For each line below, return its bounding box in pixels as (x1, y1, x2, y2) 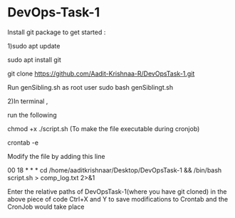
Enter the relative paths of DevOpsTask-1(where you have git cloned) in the (7, 187, 227, 196)
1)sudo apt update (7, 41, 61, 50)
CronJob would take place (7, 202, 85, 211)
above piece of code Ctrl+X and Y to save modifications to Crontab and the (7, 194, 229, 203)
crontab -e (7, 138, 39, 147)
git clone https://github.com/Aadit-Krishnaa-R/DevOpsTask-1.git (7, 69, 195, 78)
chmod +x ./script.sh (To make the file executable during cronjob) (7, 124, 200, 133)
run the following (7, 110, 57, 119)
